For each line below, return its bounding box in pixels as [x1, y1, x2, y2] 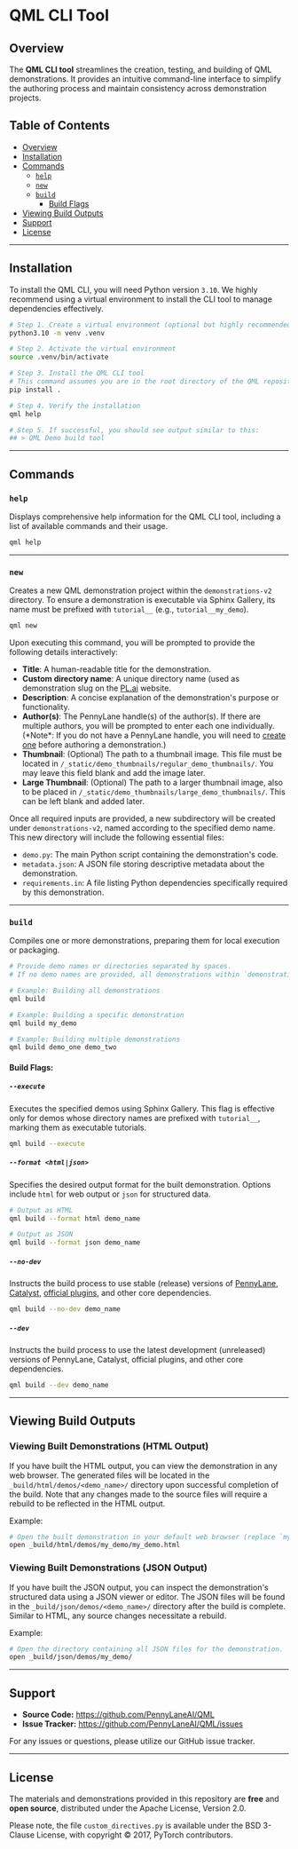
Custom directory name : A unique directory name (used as [21, 673, 240, 683]
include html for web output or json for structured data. [9, 1189, 211, 1199]
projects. [9, 92, 42, 103]
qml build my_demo [9, 1018, 77, 1028]
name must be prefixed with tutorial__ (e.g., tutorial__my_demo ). [9, 604, 249, 615]
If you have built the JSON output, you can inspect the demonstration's [9, 1582, 269, 1592]
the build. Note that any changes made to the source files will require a [9, 1489, 268, 1499]
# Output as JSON [9, 1230, 74, 1239]
